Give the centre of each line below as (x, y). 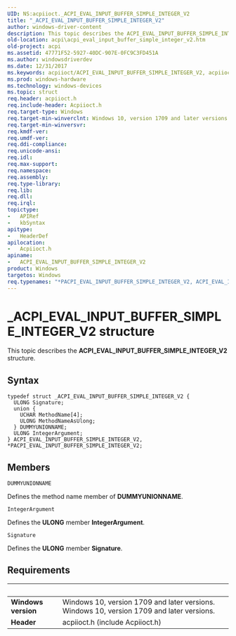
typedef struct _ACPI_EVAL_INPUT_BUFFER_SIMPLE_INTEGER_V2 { (99, 397)
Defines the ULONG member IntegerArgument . (76, 523)
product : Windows (33, 268)
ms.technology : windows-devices (54, 86)
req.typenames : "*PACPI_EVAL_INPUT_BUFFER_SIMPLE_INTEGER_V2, (100, 282)
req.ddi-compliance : (38, 145)
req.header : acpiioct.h (42, 99)
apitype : (20, 229)
